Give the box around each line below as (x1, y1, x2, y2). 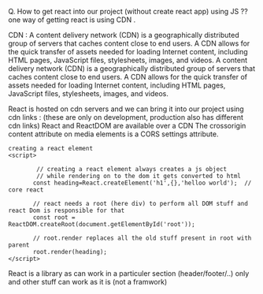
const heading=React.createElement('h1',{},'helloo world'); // (32, 179, 252, 187)
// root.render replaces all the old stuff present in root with (32, 234, 252, 242)
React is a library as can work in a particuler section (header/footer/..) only (8, 269, 250, 278)
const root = (32, 214, 76, 221)
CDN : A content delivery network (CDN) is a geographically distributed (8, 31, 239, 39)
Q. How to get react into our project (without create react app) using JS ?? (8, 7, 248, 16)
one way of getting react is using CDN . (8, 15, 136, 24)
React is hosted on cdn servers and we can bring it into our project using (8, 104, 244, 114)
